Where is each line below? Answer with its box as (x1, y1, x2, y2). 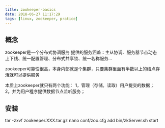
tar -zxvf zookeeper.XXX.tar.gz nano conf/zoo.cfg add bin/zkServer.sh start (5, 118, 159, 123)
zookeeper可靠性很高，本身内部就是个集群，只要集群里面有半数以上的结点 (5, 66, 156, 72)
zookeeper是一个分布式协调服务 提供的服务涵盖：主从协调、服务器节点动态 (5, 49, 157, 55)
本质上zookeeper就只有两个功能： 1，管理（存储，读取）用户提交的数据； (5, 83, 155, 88)
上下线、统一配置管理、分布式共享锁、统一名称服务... (5, 56, 112, 62)
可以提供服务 (13, 72, 40, 78)
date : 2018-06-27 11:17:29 (5, 12, 60, 17)
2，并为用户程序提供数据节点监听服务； (5, 88, 85, 94)
